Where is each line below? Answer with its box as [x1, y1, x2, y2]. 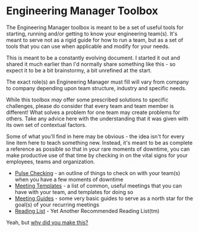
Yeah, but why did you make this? [6, 218, 89, 226]
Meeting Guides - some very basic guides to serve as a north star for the [14, 195, 193, 202]
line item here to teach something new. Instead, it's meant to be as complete [6, 139, 193, 146]
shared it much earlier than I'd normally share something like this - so [6, 61, 176, 68]
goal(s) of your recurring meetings [14, 201, 100, 208]
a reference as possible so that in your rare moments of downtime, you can [6, 145, 190, 152]
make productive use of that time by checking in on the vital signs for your [6, 151, 188, 158]
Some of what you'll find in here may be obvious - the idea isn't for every [6, 132, 185, 140]
